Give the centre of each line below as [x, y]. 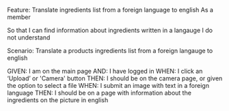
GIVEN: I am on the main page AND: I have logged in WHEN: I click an [105, 71]
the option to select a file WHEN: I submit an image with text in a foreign [108, 85]
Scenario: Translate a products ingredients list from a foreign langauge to [110, 51]
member [19, 17]
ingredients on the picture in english [58, 100]
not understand [29, 37]
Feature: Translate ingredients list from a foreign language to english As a [110, 10]
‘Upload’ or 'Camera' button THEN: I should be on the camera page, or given [115, 78]
